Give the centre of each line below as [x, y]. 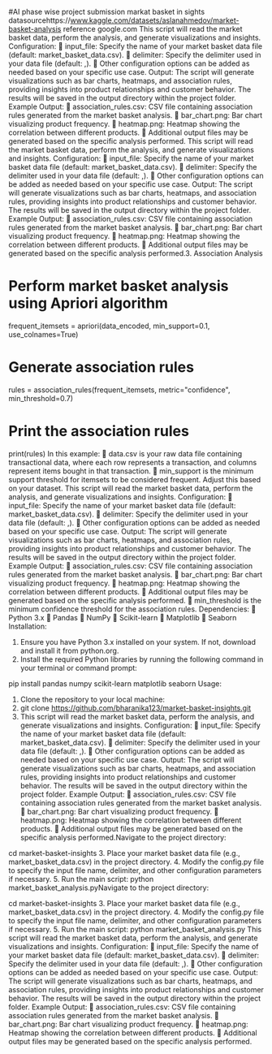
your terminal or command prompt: [79, 667]
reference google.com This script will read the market [153, 29]
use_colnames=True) [43, 334]
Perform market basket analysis [119, 286]
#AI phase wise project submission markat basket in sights [107, 12]
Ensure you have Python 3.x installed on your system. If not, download [138, 641]
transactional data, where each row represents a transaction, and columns [133, 462]
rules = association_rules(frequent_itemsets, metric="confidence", [119, 390]
